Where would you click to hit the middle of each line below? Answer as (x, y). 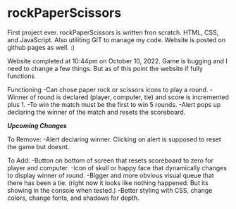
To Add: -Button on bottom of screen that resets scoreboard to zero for (110, 160)
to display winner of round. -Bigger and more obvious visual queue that (111, 175)
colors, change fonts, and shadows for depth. (73, 198)
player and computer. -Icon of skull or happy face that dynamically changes (117, 167)
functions (21, 76)
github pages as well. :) (41, 47)
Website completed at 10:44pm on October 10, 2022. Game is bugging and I (117, 61)
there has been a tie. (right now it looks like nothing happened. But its (108, 183)
